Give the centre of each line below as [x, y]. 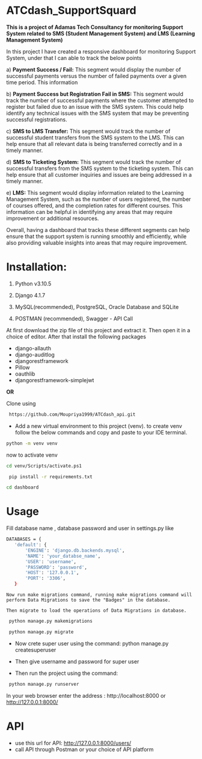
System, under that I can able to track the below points [74, 58]
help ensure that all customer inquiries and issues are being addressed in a [99, 174]
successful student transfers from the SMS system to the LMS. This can [95, 137]
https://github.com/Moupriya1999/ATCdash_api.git [72, 414]
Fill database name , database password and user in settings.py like [90, 528]
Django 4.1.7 [30, 295]
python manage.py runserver [44, 684]
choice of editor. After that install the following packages [76, 337]
